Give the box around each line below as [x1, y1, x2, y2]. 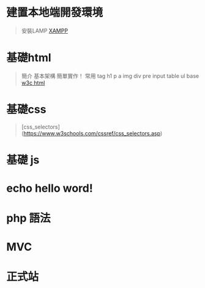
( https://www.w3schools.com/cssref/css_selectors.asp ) [21, 129, 163, 137]
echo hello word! [6, 181, 93, 195]
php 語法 [6, 211, 51, 225]
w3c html [21, 79, 45, 86]
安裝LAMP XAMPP [21, 27, 69, 34]
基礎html [6, 51, 51, 65]
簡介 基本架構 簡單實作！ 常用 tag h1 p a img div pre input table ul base [21, 72, 199, 80]
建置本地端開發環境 [6, 6, 103, 20]
